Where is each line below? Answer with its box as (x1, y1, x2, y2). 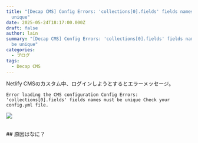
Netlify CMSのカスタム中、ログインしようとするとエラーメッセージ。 (6, 80, 174, 87)
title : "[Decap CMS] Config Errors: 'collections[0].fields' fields (6, 8, 178, 15)
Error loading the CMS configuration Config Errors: (6, 92, 138, 98)
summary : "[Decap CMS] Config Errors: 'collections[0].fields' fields (6, 36, 183, 42)
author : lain (6, 31, 38, 36)
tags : (6, 58, 19, 64)
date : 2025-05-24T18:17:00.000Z (6, 19, 85, 25)
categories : (6, 47, 35, 53)
